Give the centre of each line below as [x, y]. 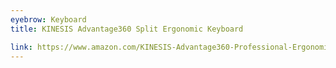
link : [21, 47]
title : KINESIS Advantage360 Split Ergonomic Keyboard [127, 29]
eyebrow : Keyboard [48, 19]
